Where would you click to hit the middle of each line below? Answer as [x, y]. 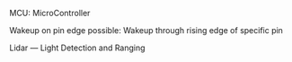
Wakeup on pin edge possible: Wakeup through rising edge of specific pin [146, 30]
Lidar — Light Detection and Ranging [77, 48]
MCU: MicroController [50, 13]
